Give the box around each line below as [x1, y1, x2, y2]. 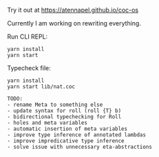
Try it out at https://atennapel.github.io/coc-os [7, 6, 139, 14]
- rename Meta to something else [7, 101, 103, 108]
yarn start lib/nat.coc [7, 83, 76, 90]
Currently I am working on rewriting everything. [7, 19, 141, 27]
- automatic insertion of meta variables [7, 125, 128, 132]
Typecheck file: [7, 64, 51, 72]
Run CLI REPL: [7, 32, 48, 41]
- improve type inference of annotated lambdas [7, 132, 147, 138]
